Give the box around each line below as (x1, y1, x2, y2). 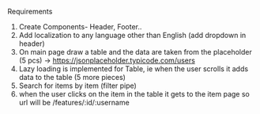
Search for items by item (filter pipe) (18, 81, 138, 90)
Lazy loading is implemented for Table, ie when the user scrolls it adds (18, 64, 249, 74)
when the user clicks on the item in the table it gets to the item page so (18, 89, 250, 98)
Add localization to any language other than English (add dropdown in (18, 31, 247, 40)
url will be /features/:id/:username (18, 98, 130, 107)
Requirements (7, 7, 53, 16)
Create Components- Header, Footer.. (18, 22, 142, 31)
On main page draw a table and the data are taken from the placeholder (18, 47, 252, 56)
